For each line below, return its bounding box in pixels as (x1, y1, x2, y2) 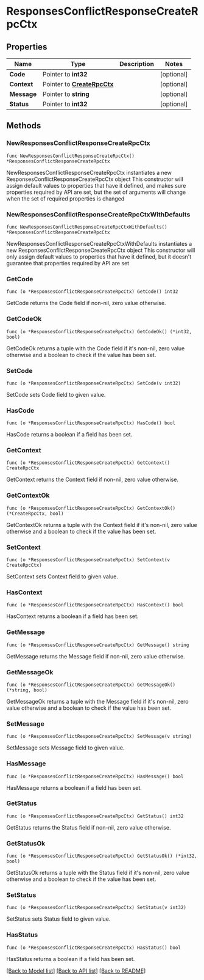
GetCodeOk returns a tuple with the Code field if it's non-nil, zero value (6, 344, 185, 352)
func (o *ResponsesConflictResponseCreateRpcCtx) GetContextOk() (6, 505, 175, 511)
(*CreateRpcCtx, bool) (6, 510, 64, 517)
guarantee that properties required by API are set (6, 259, 130, 267)
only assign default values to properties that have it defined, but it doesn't (6, 252, 192, 260)
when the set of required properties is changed (6, 194, 125, 202)
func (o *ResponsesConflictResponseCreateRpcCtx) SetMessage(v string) (6, 734, 192, 740)
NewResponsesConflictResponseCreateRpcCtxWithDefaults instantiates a (6, 240, 192, 247)
